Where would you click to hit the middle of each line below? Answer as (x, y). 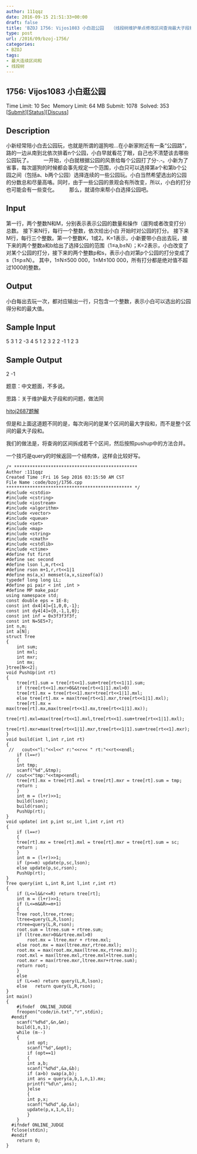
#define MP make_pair (33, 591)
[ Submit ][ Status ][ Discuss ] (38, 112)
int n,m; (17, 626)
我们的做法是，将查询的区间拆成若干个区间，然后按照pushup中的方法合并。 (97, 444)
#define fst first (28, 555)
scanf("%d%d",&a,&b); (54, 1069)
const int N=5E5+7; (30, 621)
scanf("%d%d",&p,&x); (54, 1105)
